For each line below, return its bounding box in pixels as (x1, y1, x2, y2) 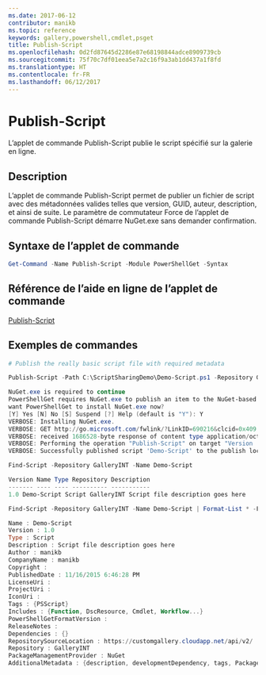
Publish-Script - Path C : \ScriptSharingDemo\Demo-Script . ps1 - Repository (8, 374, 253, 382)
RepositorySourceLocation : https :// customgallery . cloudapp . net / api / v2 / (8, 637, 253, 645)
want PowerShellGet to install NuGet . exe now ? (8, 403, 165, 411)
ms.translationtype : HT (8, 63, 87, 71)
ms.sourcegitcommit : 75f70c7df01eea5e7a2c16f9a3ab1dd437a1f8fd (8, 56, 222, 64)
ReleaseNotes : (8, 622, 59, 631)
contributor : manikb (8, 19, 77, 27)
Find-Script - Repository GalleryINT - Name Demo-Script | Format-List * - (8, 504, 257, 512)
